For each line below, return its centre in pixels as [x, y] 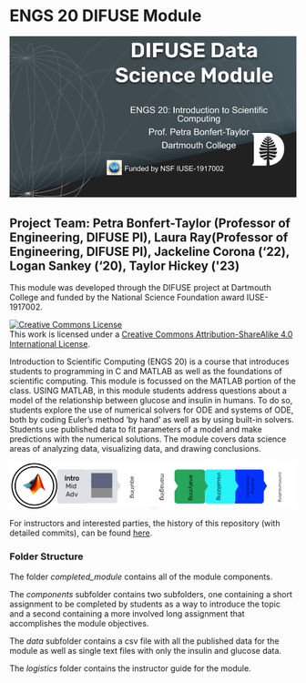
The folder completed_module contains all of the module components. [141, 576]
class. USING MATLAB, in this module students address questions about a [148, 391]
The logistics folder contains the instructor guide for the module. [131, 668]
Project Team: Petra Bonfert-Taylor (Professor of [150, 223]
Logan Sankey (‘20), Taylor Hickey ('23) [124, 265]
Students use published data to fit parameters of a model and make [136, 430]
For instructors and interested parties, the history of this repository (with [145, 524]
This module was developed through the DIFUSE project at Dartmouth [140, 288]
